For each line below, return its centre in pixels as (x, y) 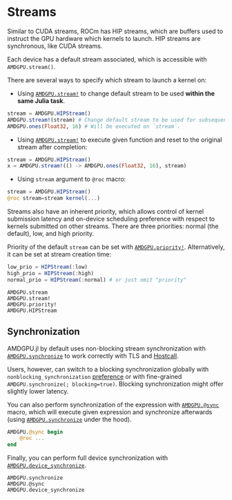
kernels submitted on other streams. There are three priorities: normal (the (113, 226)
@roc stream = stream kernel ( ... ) (54, 198)
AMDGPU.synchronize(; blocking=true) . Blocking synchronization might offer (115, 384)
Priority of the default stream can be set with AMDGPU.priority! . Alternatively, (116, 247)
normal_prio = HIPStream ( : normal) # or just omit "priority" (97, 280)
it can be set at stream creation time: (59, 254)
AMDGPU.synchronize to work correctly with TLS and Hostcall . (93, 355)
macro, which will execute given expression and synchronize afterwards (110, 411)
